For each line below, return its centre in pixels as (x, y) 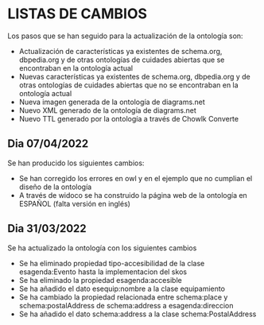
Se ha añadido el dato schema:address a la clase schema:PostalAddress (138, 314)
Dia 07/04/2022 (48, 144)
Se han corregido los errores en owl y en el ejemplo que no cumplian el (136, 178)
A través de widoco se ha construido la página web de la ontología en (133, 195)
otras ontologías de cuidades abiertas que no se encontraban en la (129, 85)
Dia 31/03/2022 (47, 228)
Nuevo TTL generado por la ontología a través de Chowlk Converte (129, 118)
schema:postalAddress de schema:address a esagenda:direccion (126, 305)
